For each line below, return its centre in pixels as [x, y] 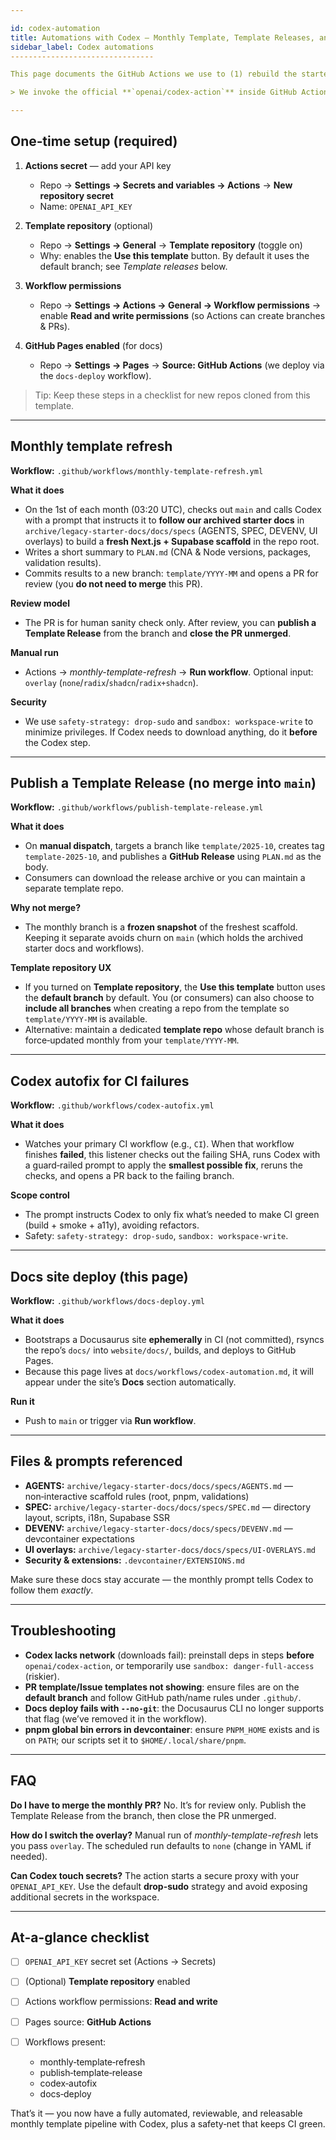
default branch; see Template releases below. [133, 266]
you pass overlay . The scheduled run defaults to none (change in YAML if [161, 1845]
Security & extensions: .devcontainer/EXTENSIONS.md [134, 1560]
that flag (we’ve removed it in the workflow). [116, 1718]
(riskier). [42, 1676]
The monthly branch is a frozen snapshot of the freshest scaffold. [161, 927]
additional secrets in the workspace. [85, 1897]
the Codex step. [57, 742]
